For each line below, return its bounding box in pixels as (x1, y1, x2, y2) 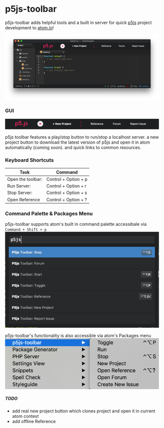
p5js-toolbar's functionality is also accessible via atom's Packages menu (5, 333, 151, 338)
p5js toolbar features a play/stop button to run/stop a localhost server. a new (5, 134, 159, 140)
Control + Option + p (46, 176, 88, 182)
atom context (12, 413, 39, 419)
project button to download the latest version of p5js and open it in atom (5, 139, 150, 145)
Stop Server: (7, 190, 33, 196)
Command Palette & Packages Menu (5, 210, 93, 217)
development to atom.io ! (5, 24, 54, 30)
